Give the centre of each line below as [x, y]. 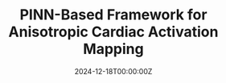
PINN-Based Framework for [113, 15]
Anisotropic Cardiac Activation [113, 32]
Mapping [113, 49]
